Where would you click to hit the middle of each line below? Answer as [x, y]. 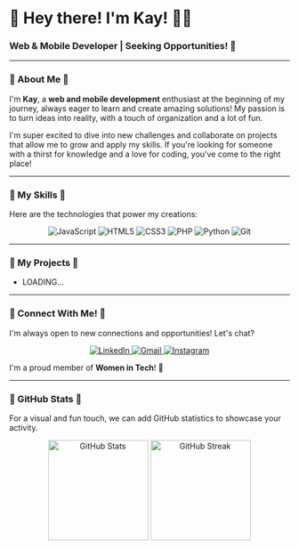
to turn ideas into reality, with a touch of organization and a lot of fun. [136, 117]
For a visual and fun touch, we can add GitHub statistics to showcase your [145, 418]
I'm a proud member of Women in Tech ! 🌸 [86, 367]
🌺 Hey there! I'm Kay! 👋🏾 [101, 18]
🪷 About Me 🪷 [39, 79]
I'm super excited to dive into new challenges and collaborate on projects [143, 135]
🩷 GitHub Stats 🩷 [45, 399]
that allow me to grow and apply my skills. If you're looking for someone [141, 144]
